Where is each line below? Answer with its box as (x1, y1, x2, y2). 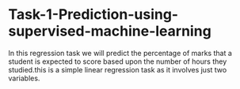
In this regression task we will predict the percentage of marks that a (8, 48, 232, 57)
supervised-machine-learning (8, 22, 211, 40)
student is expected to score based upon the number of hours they (8, 57, 227, 66)
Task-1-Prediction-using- (8, 6, 179, 24)
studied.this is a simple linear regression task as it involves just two (8, 65, 227, 74)
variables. (8, 73, 40, 83)
